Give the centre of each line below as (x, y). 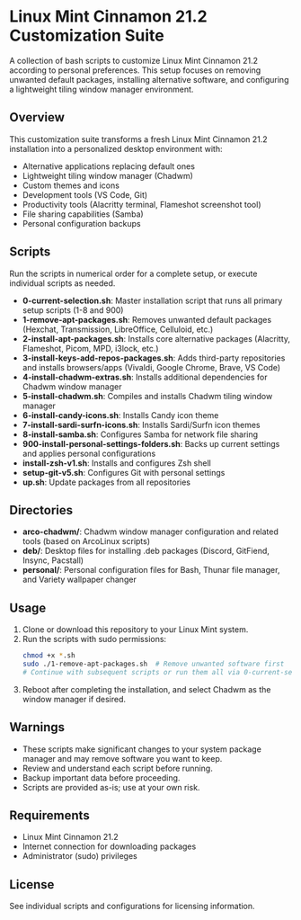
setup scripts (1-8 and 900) (73, 310)
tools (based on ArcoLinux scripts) (86, 541)
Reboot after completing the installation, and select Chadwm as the (146, 689)
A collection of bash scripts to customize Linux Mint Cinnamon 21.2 (134, 60)
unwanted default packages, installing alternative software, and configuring (149, 79)
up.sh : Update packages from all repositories (106, 482)
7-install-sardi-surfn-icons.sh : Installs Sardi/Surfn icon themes (141, 424)
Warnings (37, 727)
